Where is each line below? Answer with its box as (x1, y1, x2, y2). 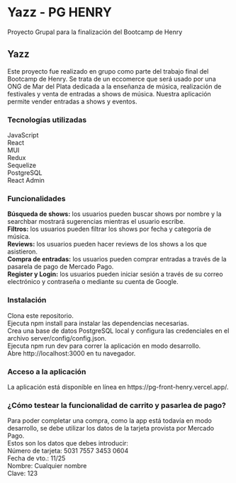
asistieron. (7, 247, 38, 256)
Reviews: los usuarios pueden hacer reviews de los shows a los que (7, 240, 207, 249)
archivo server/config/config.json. (7, 334, 107, 342)
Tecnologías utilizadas (7, 115, 87, 125)
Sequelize (7, 161, 37, 170)
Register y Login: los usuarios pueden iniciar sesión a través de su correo (7, 270, 223, 278)
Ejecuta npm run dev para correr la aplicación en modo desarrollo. (7, 341, 201, 350)
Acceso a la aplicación (7, 366, 86, 376)
